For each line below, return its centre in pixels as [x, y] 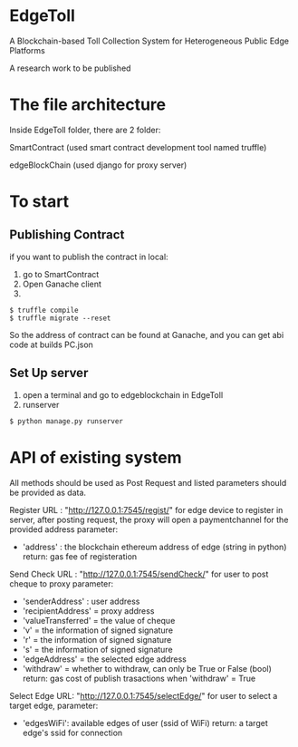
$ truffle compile [44, 310]
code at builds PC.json [51, 344]
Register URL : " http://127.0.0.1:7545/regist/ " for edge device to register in [146, 509]
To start [39, 202]
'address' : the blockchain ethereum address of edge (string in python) [154, 547]
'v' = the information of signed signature [98, 630]
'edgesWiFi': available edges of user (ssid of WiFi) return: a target [145, 723]
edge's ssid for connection [72, 732]
